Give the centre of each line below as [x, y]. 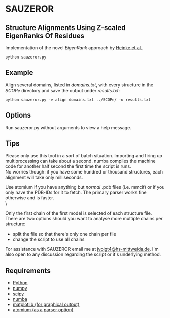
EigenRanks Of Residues [45, 35]
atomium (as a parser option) [43, 310]
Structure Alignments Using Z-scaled [65, 28]
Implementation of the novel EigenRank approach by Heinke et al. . [74, 48]
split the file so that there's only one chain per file [64, 234]
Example [19, 73]
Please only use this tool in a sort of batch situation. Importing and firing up [84, 156]
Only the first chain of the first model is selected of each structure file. [79, 213]
